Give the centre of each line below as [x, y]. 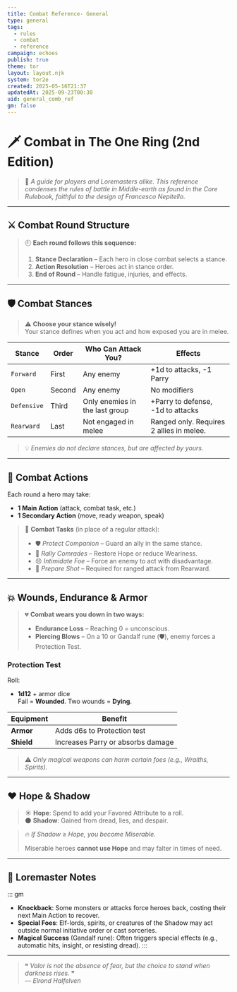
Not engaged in [108, 422]
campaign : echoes [33, 54]
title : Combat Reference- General [58, 14]
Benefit [114, 719]
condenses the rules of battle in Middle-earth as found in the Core [121, 189]
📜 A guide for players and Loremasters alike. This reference [111, 181]
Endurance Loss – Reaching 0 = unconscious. [102, 628]
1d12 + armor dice [44, 694]
